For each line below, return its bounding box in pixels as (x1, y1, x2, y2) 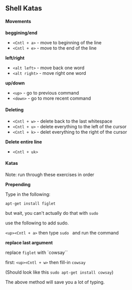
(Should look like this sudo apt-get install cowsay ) (5, 269, 114, 275)
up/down (5, 80, 25, 86)
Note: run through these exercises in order (5, 171, 94, 178)
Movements (5, 18, 32, 24)
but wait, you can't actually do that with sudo (5, 210, 98, 216)
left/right (5, 54, 24, 61)
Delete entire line (5, 138, 42, 144)
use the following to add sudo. (5, 220, 69, 226)
